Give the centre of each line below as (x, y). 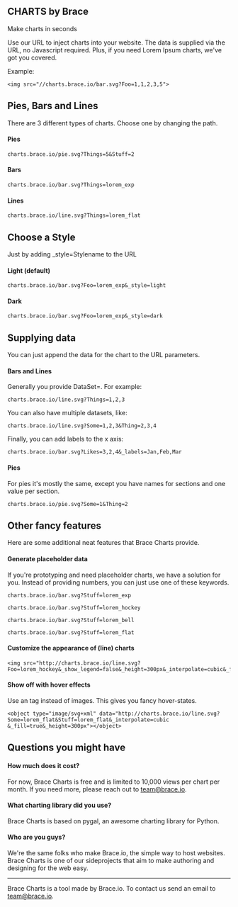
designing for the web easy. (48, 868)
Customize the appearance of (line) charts (71, 648)
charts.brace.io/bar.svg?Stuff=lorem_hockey (74, 608)
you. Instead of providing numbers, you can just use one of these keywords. (118, 582)
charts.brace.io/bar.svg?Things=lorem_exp (71, 185)
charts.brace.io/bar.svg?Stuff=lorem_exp (69, 595)
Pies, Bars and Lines (53, 106)
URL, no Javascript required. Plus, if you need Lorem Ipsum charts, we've (114, 50)
